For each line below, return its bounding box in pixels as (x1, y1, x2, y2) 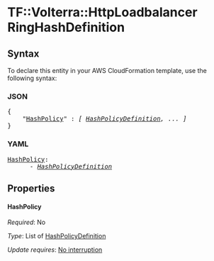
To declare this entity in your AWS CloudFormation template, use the (7, 67, 207, 74)
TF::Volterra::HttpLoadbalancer (7, 4, 198, 21)
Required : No (7, 218, 46, 227)
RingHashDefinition (7, 19, 125, 35)
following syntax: (7, 74, 57, 82)
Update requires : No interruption (7, 245, 103, 254)
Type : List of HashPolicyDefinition (7, 232, 106, 240)
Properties (7, 182, 55, 194)
